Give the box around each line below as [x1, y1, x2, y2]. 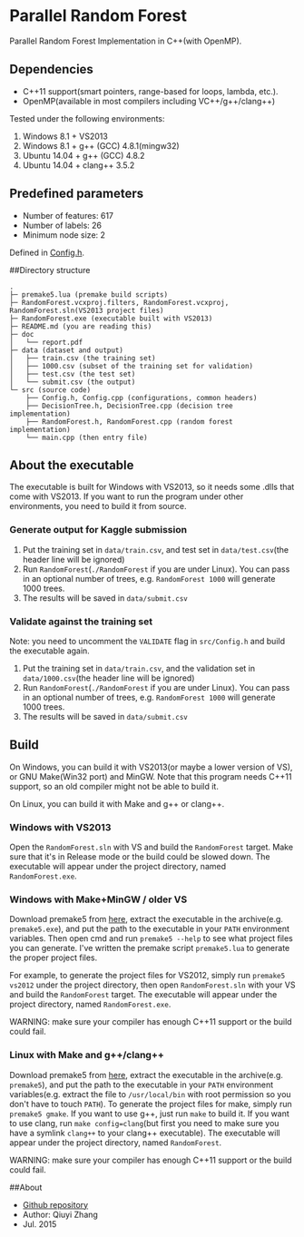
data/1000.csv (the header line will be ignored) [22, 672, 195, 683]
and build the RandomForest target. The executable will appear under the [9, 989, 278, 1000]
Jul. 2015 [22, 1218, 57, 1230]
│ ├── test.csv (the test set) [9, 369, 136, 378]
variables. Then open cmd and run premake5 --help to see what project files [9, 933, 293, 944]
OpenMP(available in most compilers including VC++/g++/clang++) [22, 95, 276, 106]
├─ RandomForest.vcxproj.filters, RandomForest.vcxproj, [9, 298, 230, 307]
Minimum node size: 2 [22, 229, 106, 241]
